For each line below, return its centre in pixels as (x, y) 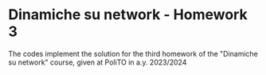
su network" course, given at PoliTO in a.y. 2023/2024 (98, 62)
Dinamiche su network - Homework (128, 15)
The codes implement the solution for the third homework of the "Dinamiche (133, 53)
